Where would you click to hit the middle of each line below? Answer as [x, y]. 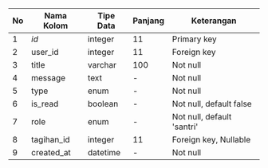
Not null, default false [212, 104]
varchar [102, 65]
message [49, 78]
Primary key [194, 39]
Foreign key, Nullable [211, 140]
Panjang [149, 21]
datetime [104, 152]
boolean [103, 104]
